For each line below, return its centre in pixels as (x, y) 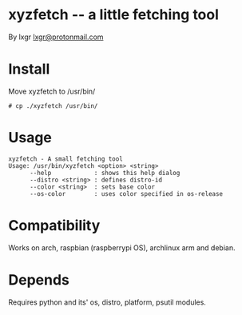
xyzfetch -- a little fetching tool (114, 15)
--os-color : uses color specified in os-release (126, 193)
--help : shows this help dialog (105, 173)
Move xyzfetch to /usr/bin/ (52, 91)
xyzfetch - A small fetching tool (66, 159)
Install (29, 69)
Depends (39, 279)
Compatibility (54, 225)
